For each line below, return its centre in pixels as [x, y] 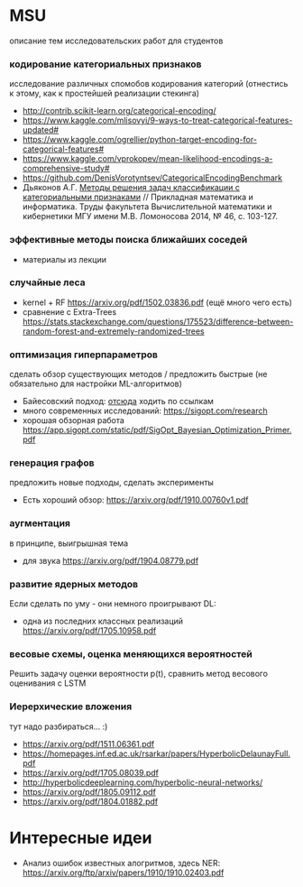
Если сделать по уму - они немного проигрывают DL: [113, 604]
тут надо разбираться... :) [59, 726]
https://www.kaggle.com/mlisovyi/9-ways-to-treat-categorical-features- [157, 120]
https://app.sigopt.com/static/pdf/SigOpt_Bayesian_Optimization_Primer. [157, 430]
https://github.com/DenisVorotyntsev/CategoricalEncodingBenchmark [152, 178]
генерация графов [52, 463]
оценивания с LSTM [48, 683]
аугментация [40, 523]
